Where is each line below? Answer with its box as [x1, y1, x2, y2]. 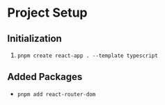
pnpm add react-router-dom [17, 90, 96, 98]
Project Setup [7, 5, 88, 21]
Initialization [7, 33, 63, 45]
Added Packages [7, 71, 83, 83]
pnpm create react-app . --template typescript [17, 52, 158, 59]
